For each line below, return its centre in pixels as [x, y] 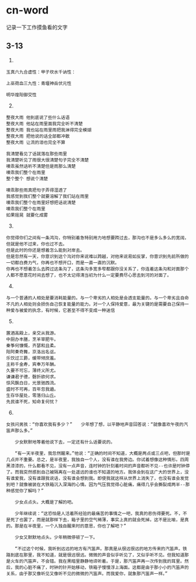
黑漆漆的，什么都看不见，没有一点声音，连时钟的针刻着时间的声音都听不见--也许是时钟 [96, 466]
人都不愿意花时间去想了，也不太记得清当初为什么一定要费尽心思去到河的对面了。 [89, 275]
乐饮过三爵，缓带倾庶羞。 [32, 358]
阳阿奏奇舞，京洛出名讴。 [32, 352]
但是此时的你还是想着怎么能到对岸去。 [45, 250]
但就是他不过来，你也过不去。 [37, 244]
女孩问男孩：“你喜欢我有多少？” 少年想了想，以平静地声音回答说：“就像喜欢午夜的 [95, 424]
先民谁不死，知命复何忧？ [32, 402]
